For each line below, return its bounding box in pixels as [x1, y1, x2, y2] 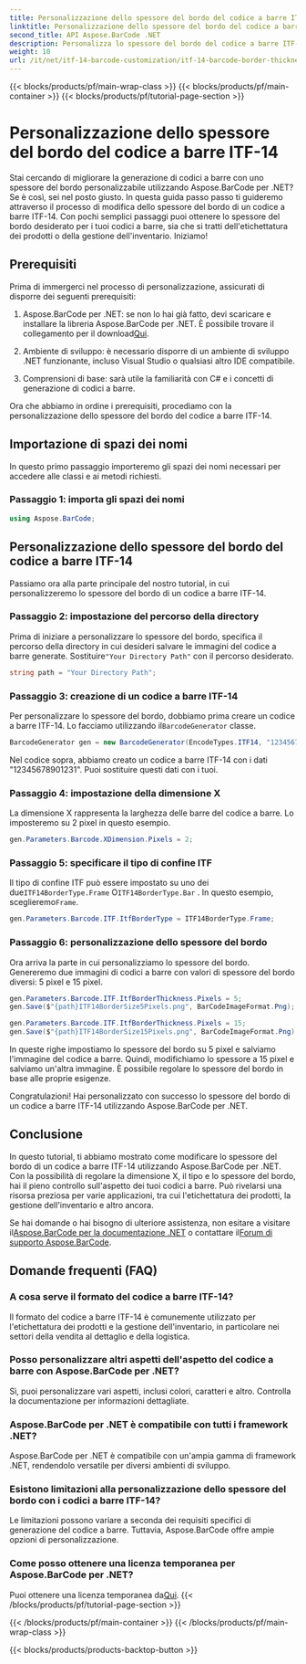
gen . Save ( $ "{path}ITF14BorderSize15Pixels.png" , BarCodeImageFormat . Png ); [9, 1027, 300, 1037]
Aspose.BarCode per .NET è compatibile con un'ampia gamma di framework [9, 1450, 297, 1461]
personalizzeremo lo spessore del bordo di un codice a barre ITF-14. [9, 587, 267, 598]
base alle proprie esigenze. [9, 1073, 111, 1084]
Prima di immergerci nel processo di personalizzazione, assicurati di [9, 280, 266, 292]
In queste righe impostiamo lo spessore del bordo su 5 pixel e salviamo [9, 1044, 276, 1055]
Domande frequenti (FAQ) [9, 1263, 158, 1279]
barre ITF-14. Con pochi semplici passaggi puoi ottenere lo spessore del [9, 211, 280, 222]
